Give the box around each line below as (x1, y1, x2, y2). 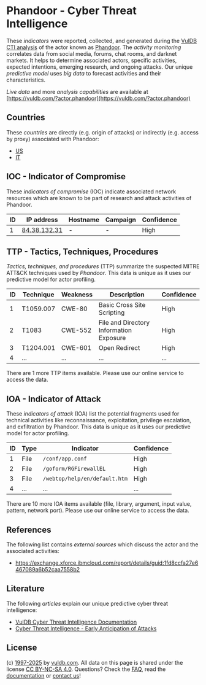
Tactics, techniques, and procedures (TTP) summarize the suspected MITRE (6, 263, 200, 270)
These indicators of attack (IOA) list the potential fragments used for (6, 410, 180, 417)
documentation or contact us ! (6, 671, 82, 679)
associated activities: (6, 548, 60, 554)
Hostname (68, 215, 100, 224)
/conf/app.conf (42, 455, 87, 462)
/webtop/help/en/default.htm (42, 475, 128, 482)
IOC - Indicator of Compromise (6, 171, 126, 182)
